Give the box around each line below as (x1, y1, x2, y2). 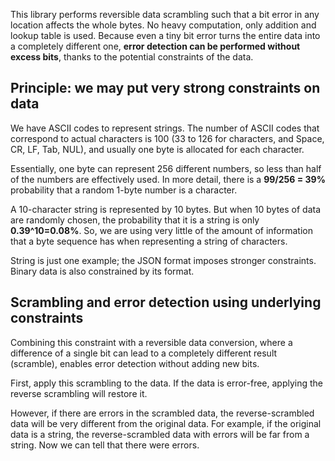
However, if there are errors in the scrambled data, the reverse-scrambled (10, 407, 315, 419)
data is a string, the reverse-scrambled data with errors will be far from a (10, 428, 310, 440)
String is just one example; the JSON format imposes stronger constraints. (10, 254, 317, 266)
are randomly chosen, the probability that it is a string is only (10, 214, 260, 226)
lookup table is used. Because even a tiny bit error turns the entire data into (10, 30, 321, 41)
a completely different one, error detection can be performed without (10, 40, 301, 52)
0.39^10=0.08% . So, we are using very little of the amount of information (10, 224, 313, 236)
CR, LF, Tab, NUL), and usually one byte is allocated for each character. (10, 143, 305, 155)
